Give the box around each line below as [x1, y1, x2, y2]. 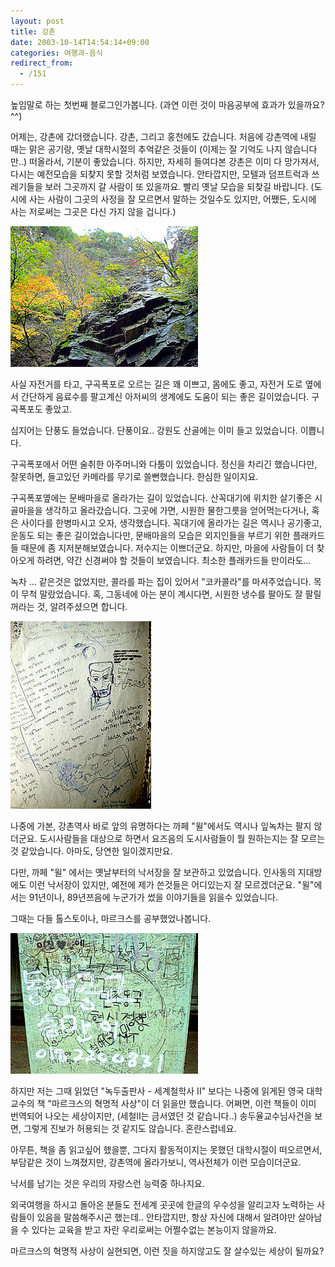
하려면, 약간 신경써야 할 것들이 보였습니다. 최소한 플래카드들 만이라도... [36, 555, 312, 566]
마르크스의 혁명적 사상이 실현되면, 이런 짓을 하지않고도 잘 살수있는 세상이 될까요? [10, 1245, 325, 1257]
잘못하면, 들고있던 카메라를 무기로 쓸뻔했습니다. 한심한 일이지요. [10, 471, 259, 482]
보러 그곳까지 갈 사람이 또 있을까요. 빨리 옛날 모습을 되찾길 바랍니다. [44, 181, 309, 192]
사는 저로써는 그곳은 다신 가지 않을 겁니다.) [10, 206, 177, 217]
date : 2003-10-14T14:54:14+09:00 [10, 37, 150, 47]
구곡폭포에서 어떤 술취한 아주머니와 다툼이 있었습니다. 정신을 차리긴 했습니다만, [10, 458, 318, 470]
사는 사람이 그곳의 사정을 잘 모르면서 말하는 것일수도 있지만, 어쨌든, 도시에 [28, 193, 317, 205]
